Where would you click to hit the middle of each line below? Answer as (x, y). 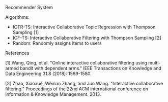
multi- (155, 63)
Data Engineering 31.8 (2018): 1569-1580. (48, 74)
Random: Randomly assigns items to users (57, 43)
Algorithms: (17, 17)
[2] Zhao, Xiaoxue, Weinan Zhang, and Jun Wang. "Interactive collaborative (84, 83)
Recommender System (29, 7)
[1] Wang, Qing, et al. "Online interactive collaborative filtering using (76, 63)
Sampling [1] (26, 32)
